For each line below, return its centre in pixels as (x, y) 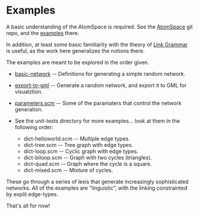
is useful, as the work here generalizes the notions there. (76, 50)
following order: (34, 127)
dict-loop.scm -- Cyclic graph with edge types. (81, 151)
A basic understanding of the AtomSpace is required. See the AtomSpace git (99, 27)
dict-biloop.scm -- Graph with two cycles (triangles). (88, 157)
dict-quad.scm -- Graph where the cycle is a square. (88, 164)
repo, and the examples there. (43, 33)
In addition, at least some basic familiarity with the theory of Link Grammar (97, 44)
